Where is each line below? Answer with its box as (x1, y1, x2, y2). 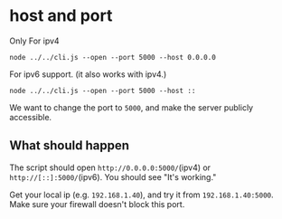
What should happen (9, 138, 129, 154)
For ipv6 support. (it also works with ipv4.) (9, 69, 167, 80)
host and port (9, 5, 113, 26)
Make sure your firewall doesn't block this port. (9, 198, 185, 209)
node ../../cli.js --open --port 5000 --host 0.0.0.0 (9, 52, 217, 62)
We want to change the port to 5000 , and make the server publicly (9, 101, 254, 113)
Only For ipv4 (9, 35, 61, 46)
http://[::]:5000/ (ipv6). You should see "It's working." (9, 171, 217, 182)
